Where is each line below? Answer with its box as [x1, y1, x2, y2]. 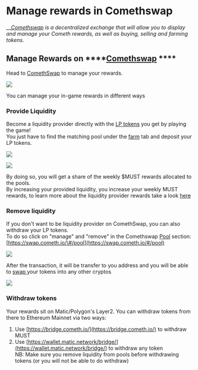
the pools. [6, 179, 31, 186]
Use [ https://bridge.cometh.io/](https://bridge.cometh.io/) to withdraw [14, 325, 187, 333]
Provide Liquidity [6, 107, 56, 115]
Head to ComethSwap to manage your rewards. [6, 69, 123, 77]
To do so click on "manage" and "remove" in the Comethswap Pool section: [6, 233, 191, 240]
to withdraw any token [108, 344, 164, 352]
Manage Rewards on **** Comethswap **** [6, 53, 177, 64]
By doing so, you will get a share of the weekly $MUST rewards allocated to [6, 173, 192, 181]
